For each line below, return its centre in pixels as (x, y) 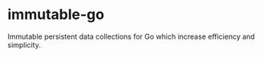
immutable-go (56, 15)
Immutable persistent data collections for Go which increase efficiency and (131, 36)
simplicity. (24, 44)
